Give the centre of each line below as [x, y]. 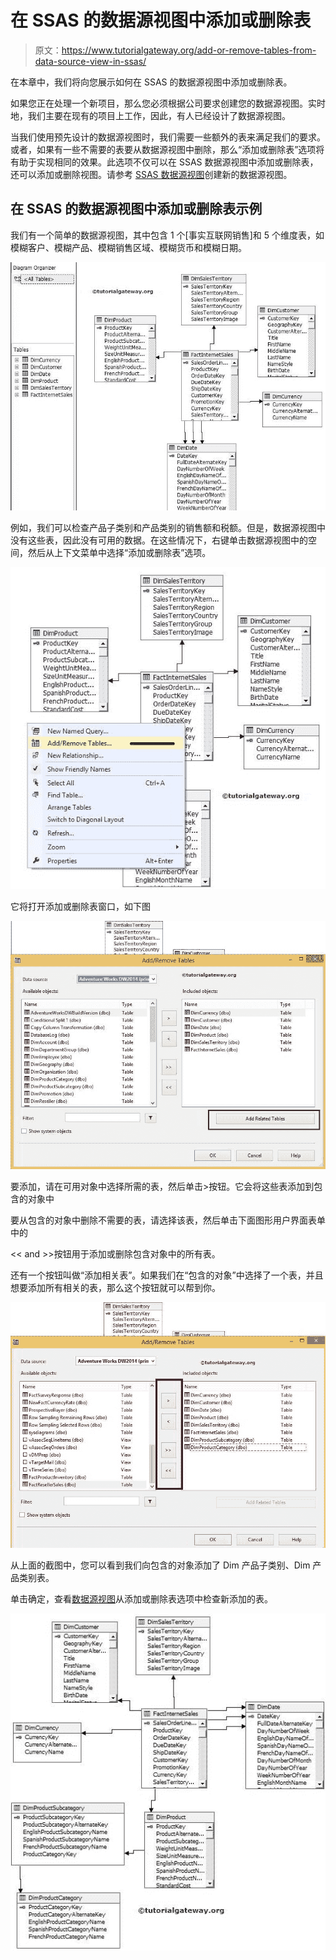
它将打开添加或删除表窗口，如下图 [80, 907]
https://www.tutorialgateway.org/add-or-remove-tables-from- [189, 50]
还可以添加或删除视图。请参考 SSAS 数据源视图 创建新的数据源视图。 [151, 174]
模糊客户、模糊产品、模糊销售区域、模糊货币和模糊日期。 [128, 247]
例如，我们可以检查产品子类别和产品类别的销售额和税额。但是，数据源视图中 [168, 527]
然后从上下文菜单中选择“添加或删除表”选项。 [119, 552]
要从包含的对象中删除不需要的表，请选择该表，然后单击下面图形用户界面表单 [168, 1220]
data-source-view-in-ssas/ [90, 61]
